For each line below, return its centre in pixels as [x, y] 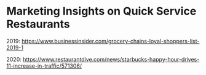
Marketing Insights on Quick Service [101, 11]
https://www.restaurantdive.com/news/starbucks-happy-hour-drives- [111, 59]
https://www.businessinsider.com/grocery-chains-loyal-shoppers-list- [110, 41]
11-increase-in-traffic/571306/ [44, 66]
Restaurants [38, 24]
